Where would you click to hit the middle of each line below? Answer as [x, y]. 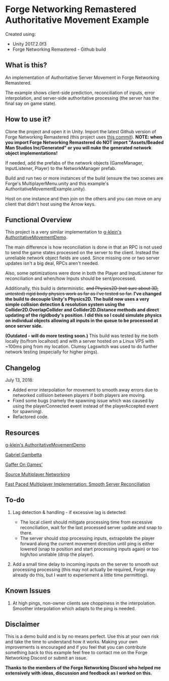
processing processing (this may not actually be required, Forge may [84, 569]
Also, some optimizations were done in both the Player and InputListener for [84, 273]
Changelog [23, 368]
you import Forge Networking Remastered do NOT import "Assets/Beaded [84, 142]
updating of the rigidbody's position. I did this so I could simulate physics [84, 315]
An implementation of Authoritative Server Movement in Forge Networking [82, 77]
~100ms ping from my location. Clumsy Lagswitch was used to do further [81, 347]
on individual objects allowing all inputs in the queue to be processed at [82, 321]
